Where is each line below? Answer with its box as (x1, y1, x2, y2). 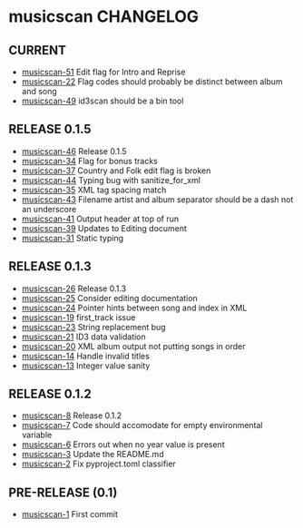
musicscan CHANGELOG (8, 6, 200, 27)
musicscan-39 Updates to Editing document (21, 222, 188, 233)
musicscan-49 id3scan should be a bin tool (21, 95, 184, 106)
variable (21, 429, 53, 441)
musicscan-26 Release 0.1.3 (21, 283, 127, 294)
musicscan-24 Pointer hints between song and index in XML (21, 302, 248, 313)
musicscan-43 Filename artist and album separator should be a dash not (21, 193, 294, 205)
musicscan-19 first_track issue (21, 311, 136, 323)
